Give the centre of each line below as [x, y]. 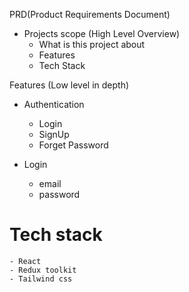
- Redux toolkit [43, 270]
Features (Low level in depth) [69, 85]
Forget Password [73, 145]
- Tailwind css [41, 279]
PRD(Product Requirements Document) [90, 14]
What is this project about [92, 44]
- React [25, 261]
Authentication [54, 104]
